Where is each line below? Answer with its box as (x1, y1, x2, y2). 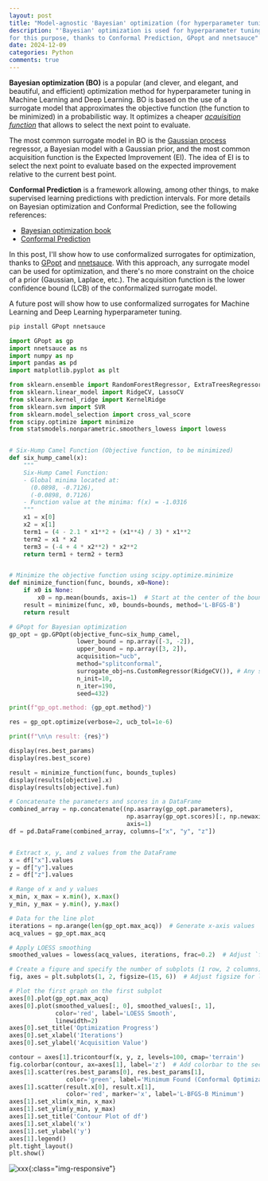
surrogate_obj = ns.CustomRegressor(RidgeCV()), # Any (76, 667, 255, 675)
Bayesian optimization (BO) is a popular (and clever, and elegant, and (9, 77, 239, 88)
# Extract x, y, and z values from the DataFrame (9, 848, 177, 856)
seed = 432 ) (76, 689, 110, 697)
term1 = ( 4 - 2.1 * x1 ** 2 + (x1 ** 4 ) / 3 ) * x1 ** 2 (23, 528, 192, 536)
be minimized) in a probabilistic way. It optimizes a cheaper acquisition (9, 111, 241, 121)
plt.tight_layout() (9, 1142, 74, 1150)
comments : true (9, 57, 60, 64)
